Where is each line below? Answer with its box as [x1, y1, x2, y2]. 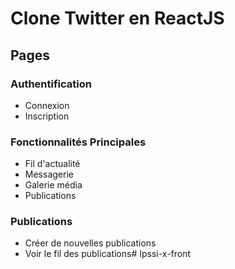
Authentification [10, 77, 92, 91]
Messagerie [24, 168, 74, 181]
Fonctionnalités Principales [10, 135, 147, 149]
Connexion [24, 99, 70, 111]
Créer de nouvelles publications [24, 237, 157, 249]
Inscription [24, 110, 70, 122]
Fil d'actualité [24, 158, 81, 170]
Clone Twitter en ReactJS [10, 7, 225, 30]
